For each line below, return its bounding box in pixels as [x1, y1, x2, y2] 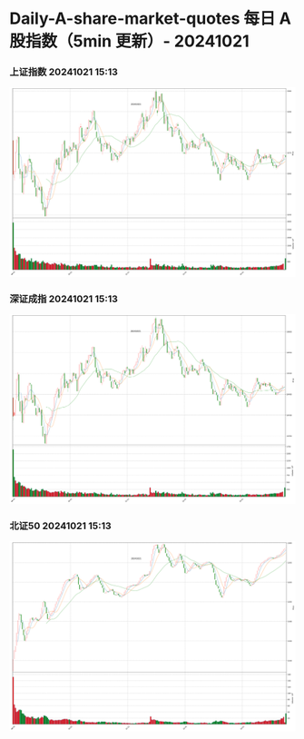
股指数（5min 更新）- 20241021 [9, 31, 250, 52]
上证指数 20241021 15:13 [9, 65, 118, 78]
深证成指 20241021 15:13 [9, 292, 118, 305]
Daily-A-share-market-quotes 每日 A [9, 8, 292, 29]
